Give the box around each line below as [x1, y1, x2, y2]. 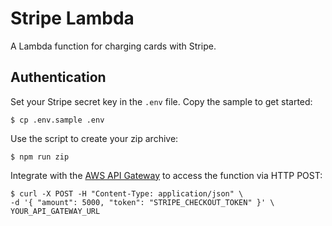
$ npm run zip [10, 152, 70, 162]
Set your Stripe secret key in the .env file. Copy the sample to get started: [10, 95, 313, 107]
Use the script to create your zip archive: [10, 132, 179, 144]
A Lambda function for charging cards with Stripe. [10, 40, 217, 52]
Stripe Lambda [10, 7, 135, 30]
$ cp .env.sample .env [10, 115, 105, 125]
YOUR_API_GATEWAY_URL [10, 206, 101, 216]
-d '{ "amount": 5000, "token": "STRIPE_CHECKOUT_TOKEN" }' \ [10, 197, 275, 207]
